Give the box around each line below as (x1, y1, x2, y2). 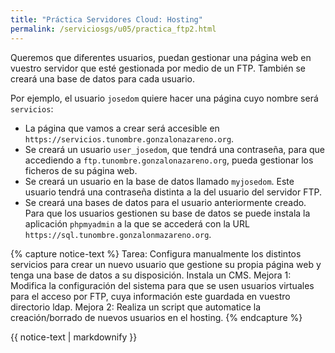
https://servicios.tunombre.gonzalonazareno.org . (24, 132, 235, 145)
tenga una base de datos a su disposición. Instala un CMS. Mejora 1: (10, 269, 292, 281)
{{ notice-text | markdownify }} (10, 331, 138, 343)
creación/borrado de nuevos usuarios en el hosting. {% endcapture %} (10, 311, 303, 323)
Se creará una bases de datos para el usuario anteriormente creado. (24, 196, 307, 208)
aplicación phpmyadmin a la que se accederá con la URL (24, 217, 250, 230)
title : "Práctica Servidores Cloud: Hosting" (10, 14, 203, 25)
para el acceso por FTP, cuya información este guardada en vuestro (10, 290, 291, 302)
